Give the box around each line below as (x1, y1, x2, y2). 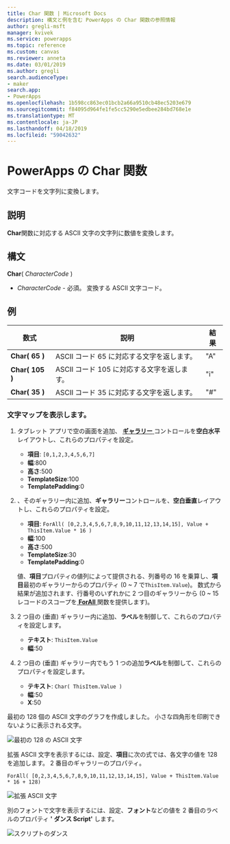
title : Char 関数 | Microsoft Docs (7, 10, 107, 17)
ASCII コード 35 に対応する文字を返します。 (55, 388, 197, 397)
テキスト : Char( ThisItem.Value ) (27, 682, 123, 690)
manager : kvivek (7, 29, 53, 36)
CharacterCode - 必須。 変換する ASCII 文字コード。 (16, 283, 166, 292)
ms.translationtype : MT (7, 112, 75, 119)
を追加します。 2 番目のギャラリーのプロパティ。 (7, 759, 146, 767)
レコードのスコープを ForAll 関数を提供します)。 (16, 597, 154, 606)
